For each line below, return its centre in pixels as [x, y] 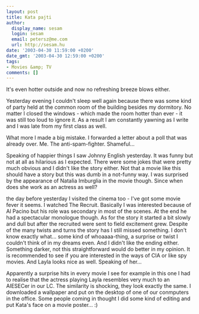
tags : [13, 61]
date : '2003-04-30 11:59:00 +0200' [50, 51]
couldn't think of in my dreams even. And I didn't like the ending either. [93, 243]
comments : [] [22, 73]
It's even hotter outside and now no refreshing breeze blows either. [88, 89]
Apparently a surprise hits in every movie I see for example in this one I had [98, 274]
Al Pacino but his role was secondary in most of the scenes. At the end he [97, 211]
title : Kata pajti [29, 17]
